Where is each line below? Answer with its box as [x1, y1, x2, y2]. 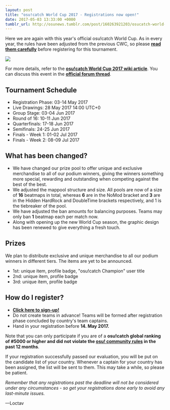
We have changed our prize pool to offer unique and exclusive [12, 165, 143, 171]
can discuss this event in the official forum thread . [5, 71, 111, 77]
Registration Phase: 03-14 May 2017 [12, 99, 88, 106]
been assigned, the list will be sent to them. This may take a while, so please [5, 364, 164, 370]
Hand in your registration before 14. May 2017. [12, 323, 110, 329]
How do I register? [5, 293, 64, 302]
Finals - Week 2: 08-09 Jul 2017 [12, 137, 80, 143]
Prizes [5, 239, 26, 248]
